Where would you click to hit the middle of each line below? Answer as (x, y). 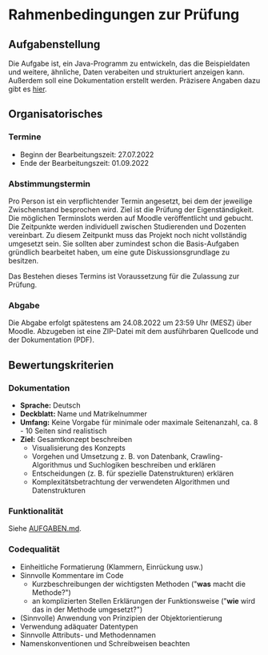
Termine (25, 137)
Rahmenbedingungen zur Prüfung (124, 15)
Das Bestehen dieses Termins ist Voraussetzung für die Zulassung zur (124, 276)
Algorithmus (52, 464)
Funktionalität (36, 511)
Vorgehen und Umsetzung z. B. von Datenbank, (110, 456)
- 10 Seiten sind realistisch (63, 431)
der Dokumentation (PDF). (51, 340)
